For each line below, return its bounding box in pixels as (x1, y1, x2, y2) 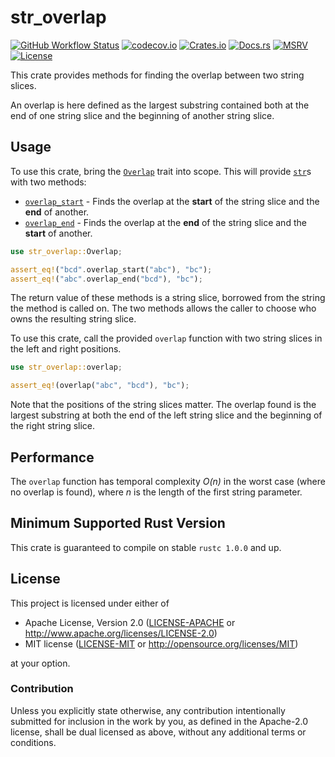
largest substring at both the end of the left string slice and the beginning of (10, 409, 323, 421)
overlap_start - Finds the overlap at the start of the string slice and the (24, 195, 320, 207)
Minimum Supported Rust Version (10, 515, 226, 532)
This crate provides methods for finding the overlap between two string (10, 69, 305, 81)
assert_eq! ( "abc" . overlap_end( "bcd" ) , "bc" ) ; (10, 274, 203, 284)
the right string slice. (10, 420, 96, 432)
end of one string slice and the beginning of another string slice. (10, 109, 275, 121)
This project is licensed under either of (10, 597, 170, 609)
